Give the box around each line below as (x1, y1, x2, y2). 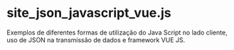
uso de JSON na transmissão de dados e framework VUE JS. (6, 35, 186, 44)
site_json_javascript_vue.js (6, 5, 171, 21)
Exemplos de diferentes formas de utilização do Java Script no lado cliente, (6, 28, 228, 37)
